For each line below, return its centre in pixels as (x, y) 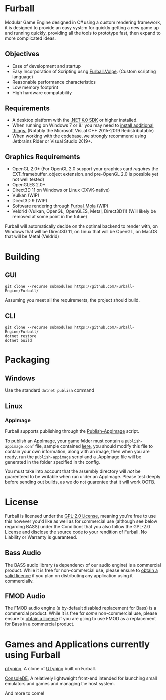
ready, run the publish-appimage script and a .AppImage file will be (73, 457)
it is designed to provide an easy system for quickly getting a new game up (82, 27)
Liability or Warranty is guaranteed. (41, 537)
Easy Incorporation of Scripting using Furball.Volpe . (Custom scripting (84, 71)
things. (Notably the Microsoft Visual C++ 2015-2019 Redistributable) (83, 130)
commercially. (19, 581)
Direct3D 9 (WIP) (30, 201)
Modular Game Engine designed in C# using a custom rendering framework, (83, 22)
